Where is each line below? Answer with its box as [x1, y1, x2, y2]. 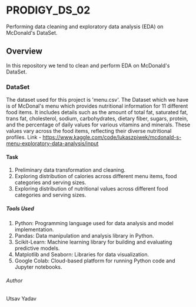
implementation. [14, 226, 54, 233]
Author [6, 277, 23, 284]
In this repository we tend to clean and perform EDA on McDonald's [6, 62, 170, 69]
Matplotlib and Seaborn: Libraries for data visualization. [14, 251, 149, 258]
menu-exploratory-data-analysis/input [6, 140, 99, 147]
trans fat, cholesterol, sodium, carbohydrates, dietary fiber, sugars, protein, [6, 115, 188, 122]
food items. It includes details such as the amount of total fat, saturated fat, [6, 109, 188, 116]
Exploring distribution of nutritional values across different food [14, 185, 168, 192]
